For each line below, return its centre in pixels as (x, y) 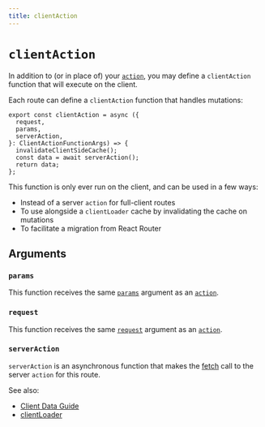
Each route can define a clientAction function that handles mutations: (126, 100)
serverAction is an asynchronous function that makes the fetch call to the (131, 365)
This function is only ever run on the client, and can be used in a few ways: (133, 187)
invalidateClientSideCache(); (66, 150)
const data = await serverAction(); (77, 157)
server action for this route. (55, 374)
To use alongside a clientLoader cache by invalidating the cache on (134, 211)
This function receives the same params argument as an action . (113, 292)
